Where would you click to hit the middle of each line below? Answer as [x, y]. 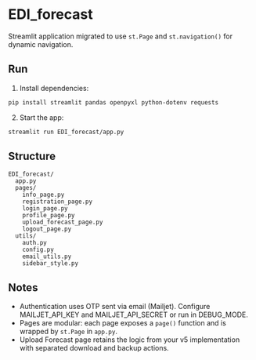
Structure [32, 156]
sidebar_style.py [50, 264]
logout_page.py [47, 229]
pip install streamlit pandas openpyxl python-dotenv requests [114, 102]
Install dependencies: [54, 88]
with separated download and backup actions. [94, 348]
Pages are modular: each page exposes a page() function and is [123, 323]
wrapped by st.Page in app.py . [68, 332]
